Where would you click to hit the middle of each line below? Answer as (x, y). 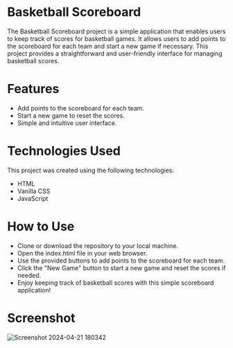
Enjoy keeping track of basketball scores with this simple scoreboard (115, 283)
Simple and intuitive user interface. (67, 123)
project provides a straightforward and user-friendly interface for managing (115, 53)
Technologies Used (64, 151)
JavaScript (33, 198)
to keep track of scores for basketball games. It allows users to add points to (116, 38)
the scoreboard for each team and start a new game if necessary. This (108, 46)
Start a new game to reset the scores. (71, 115)
